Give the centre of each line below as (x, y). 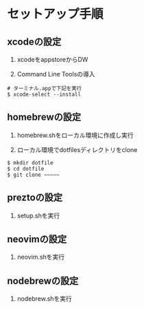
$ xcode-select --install (44, 94)
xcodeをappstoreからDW (52, 60)
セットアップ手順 (56, 14)
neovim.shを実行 (41, 257)
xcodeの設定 (34, 42)
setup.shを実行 (38, 215)
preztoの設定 (35, 198)
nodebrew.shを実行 (44, 299)
